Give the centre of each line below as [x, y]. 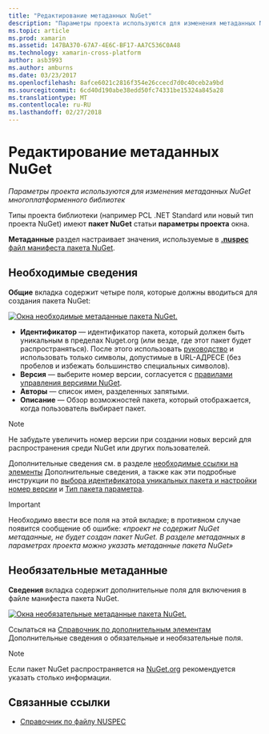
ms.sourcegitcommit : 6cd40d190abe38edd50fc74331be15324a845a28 [116, 90]
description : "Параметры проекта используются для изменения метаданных [132, 23]
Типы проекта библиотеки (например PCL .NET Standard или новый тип [131, 215]
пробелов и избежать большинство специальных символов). [125, 366]
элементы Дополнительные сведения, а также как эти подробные [122, 471]
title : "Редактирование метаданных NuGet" [80, 16]
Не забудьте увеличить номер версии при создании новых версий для [130, 439]
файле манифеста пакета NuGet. [64, 598]
